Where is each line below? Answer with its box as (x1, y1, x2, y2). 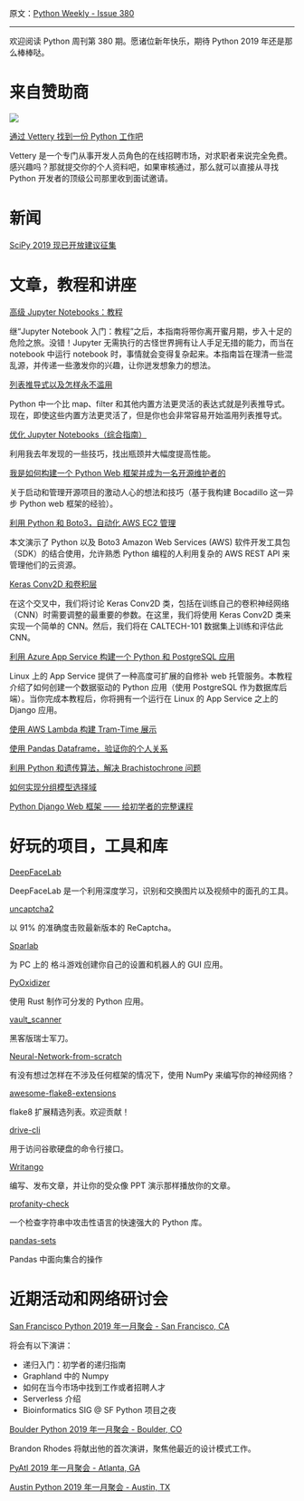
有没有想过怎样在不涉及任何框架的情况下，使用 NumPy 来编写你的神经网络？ (9, 1069, 295, 1080)
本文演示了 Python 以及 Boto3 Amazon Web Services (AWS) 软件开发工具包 (9, 536, 291, 547)
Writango (9, 1161, 43, 1172)
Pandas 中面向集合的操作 (9, 1253, 103, 1264)
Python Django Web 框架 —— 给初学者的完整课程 (9, 801, 194, 812)
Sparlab (9, 940, 39, 950)
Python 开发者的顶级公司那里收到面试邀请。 (9, 172, 174, 183)
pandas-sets (9, 1234, 57, 1245)
